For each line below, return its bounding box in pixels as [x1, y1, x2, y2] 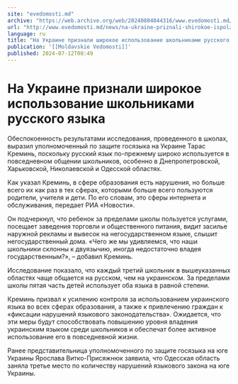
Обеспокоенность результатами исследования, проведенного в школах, [7, 134, 228, 143]
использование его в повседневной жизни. [7, 332, 140, 341]
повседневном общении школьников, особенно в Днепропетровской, [7, 157, 221, 165]
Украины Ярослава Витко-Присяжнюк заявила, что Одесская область [7, 353, 220, 362]
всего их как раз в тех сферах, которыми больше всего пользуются [7, 185, 213, 194]
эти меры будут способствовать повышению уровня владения [7, 317, 198, 326]
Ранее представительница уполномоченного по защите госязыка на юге [7, 346, 228, 355]
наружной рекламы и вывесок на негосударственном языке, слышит [7, 229, 218, 238]
